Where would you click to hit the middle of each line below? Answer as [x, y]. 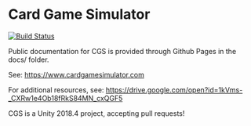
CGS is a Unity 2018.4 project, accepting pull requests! [96, 113]
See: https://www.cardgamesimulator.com [76, 74]
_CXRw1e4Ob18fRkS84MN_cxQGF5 [65, 98]
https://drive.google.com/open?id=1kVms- [174, 90]
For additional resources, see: [56, 90]
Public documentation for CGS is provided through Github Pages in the [122, 51]
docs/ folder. [29, 59]
